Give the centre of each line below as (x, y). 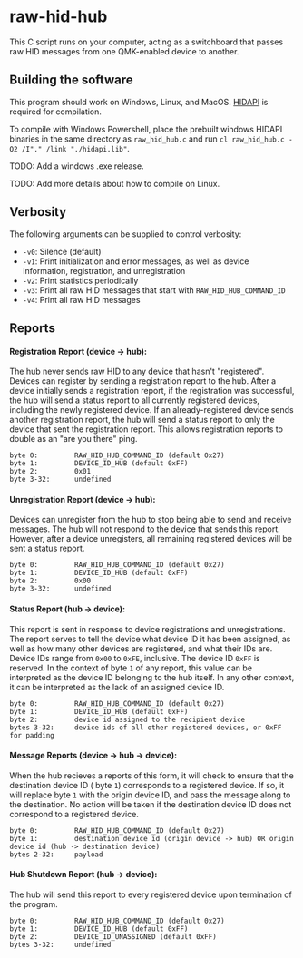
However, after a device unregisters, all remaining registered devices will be (151, 539)
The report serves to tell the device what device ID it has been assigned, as (150, 639)
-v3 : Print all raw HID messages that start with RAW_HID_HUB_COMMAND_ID (154, 290)
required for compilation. (56, 112)
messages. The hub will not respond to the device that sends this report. (145, 529)
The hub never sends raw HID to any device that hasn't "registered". (137, 371)
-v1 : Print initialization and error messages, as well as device (136, 261)
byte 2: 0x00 (50, 581)
